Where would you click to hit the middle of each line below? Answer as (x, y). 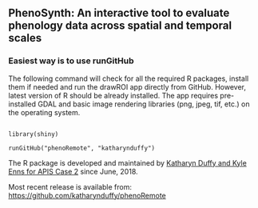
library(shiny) (34, 134)
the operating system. (44, 112)
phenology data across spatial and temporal (120, 26)
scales (25, 38)
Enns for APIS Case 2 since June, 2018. (73, 171)
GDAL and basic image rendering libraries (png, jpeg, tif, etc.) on (144, 104)
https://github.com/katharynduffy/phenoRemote (87, 195)
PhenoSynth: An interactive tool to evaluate (119, 13)
